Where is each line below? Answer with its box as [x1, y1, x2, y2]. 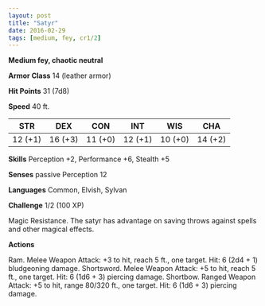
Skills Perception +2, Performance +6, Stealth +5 [8, 154, 170, 164]
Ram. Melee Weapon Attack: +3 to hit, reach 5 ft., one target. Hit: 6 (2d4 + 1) [8, 255, 259, 265]
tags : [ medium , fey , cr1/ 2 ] [8, 33, 102, 42]
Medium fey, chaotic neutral [8, 56, 103, 65]
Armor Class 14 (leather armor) [8, 71, 111, 80]
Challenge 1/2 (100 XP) [8, 200, 85, 211]
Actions [8, 240, 35, 250]
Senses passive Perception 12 [8, 170, 107, 180]
